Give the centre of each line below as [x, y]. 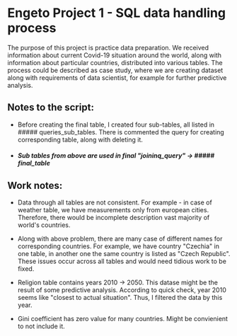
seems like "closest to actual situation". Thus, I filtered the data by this [120, 298]
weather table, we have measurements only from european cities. [113, 210]
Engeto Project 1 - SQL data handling [117, 13]
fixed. [26, 269]
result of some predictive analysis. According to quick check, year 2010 [122, 290]
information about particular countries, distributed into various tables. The [115, 62]
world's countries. [44, 225]
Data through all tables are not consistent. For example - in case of [115, 202]
